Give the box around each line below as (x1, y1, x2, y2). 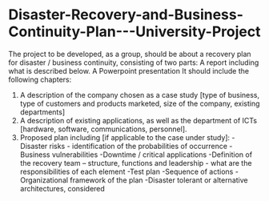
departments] (19, 107, 66, 117)
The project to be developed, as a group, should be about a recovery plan (8, 49, 251, 58)
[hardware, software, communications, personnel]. (19, 124, 187, 134)
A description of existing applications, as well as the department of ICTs (19, 115, 258, 125)
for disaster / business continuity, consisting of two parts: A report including (8, 58, 259, 67)
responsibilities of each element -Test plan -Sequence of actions (19, 167, 234, 176)
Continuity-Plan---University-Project (8, 22, 261, 41)
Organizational (19, 175, 69, 185)
